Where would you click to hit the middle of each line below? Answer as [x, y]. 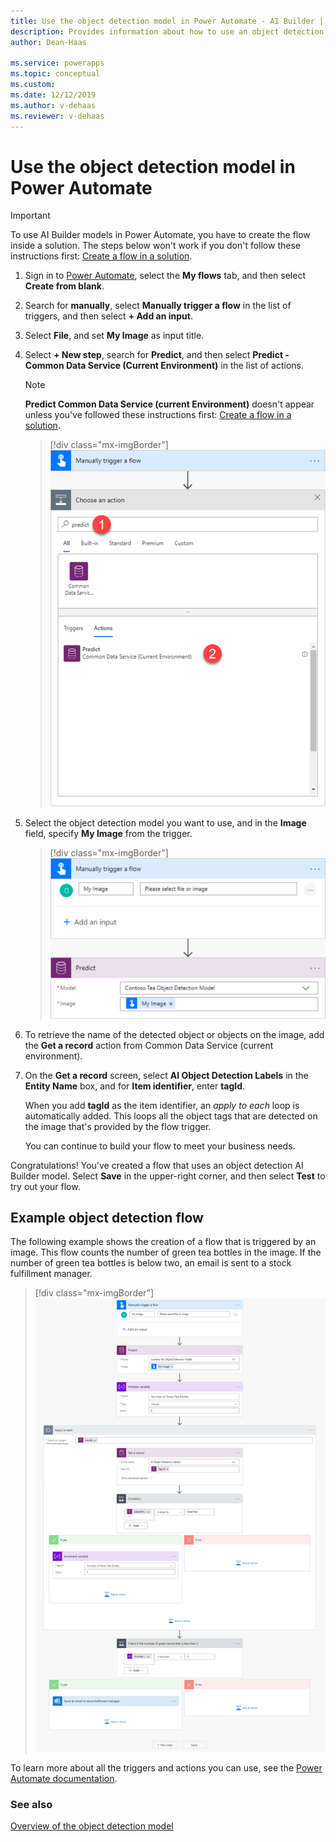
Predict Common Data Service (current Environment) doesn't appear [169, 404]
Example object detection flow [107, 1217]
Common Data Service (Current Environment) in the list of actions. [164, 366]
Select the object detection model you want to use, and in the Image [165, 822]
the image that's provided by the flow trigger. [118, 1126]
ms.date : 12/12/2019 [53, 95]
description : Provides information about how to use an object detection [167, 31]
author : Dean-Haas [48, 42]
